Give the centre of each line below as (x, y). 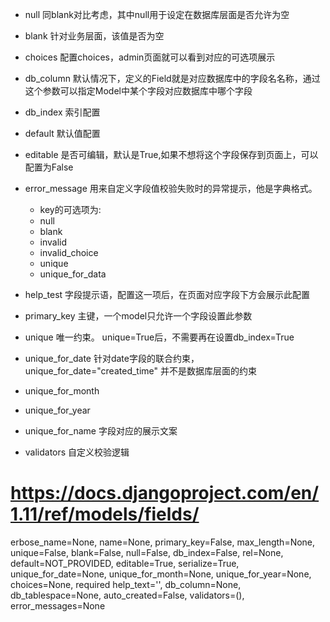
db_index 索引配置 (62, 112)
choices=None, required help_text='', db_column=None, (126, 584)
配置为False (49, 167)
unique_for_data (73, 274)
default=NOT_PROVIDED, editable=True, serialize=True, (125, 563)
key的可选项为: (70, 209)
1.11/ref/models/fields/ (105, 514)
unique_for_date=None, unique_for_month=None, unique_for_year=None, (161, 574)
